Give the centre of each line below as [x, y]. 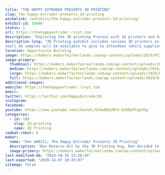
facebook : [15, 105]
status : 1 [15, 28]
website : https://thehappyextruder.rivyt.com [52, 87]
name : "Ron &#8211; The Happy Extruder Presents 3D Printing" [74, 142]
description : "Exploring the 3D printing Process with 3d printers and [80, 37]
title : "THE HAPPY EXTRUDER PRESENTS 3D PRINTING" [58, 10]
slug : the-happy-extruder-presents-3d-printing [55, 14]
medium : [17, 69]
